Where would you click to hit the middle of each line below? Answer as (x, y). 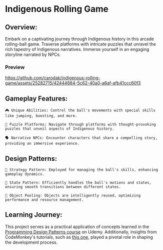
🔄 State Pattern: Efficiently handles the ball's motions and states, (78, 182)
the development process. (31, 242)
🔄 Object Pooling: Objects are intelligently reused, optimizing (73, 195)
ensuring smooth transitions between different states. (63, 187)
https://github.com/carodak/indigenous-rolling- (53, 78)
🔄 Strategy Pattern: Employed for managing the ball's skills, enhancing (82, 170)
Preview (15, 67)
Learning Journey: (34, 215)
